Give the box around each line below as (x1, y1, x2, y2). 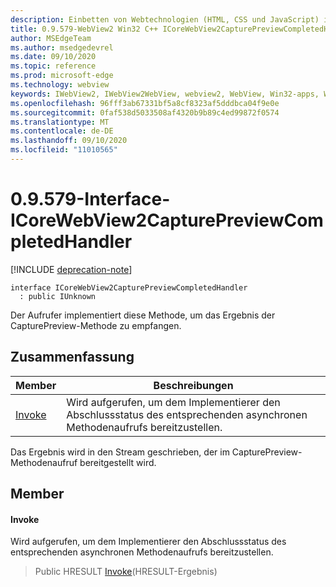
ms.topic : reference (10, 61, 97, 71)
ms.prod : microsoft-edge (10, 71, 114, 81)
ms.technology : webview (10, 80, 110, 90)
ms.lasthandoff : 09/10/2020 (10, 136, 128, 146)
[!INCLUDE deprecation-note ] (10, 263, 133, 275)
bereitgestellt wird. (79, 456, 157, 468)
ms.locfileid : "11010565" (10, 145, 118, 155)
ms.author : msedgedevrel (10, 42, 114, 53)
